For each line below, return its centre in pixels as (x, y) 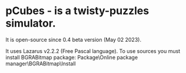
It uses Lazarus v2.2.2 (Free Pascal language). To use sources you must (93, 51)
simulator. (31, 23)
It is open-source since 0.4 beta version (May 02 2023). (74, 39)
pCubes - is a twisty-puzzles (77, 11)
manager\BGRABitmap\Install (41, 64)
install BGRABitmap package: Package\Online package (72, 57)
